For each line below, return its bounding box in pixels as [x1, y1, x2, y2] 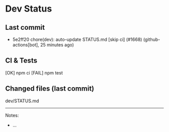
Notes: [5, 112, 19, 118]
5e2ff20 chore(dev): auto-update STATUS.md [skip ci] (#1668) [12, 36, 142, 42]
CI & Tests [5, 56, 38, 65]
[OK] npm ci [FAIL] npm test [5, 70, 63, 76]
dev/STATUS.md [5, 98, 39, 104]
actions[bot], [12, 42, 39, 48]
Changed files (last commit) [5, 84, 95, 93]
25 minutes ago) [40, 42, 74, 48]
